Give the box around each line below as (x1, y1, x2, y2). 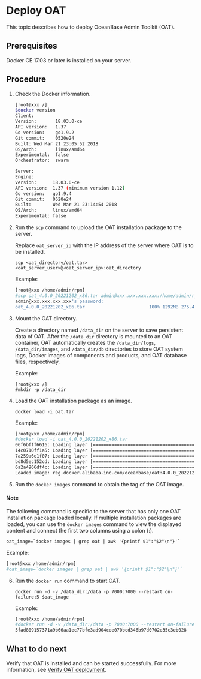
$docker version (14, 107, 56, 113)
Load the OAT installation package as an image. (14, 397, 133, 404)
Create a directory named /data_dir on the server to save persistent (14, 326, 184, 334)
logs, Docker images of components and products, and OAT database (14, 351, 187, 359)
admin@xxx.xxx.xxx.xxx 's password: (14, 298, 104, 304)
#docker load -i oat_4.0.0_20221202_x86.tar (14, 436, 128, 443)
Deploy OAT (6, 4, 66, 17)
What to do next (6, 644, 67, 654)
